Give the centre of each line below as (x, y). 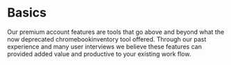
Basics (27, 13)
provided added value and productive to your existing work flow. (99, 54)
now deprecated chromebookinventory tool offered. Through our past (107, 39)
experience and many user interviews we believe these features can (105, 46)
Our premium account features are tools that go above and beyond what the (116, 32)
